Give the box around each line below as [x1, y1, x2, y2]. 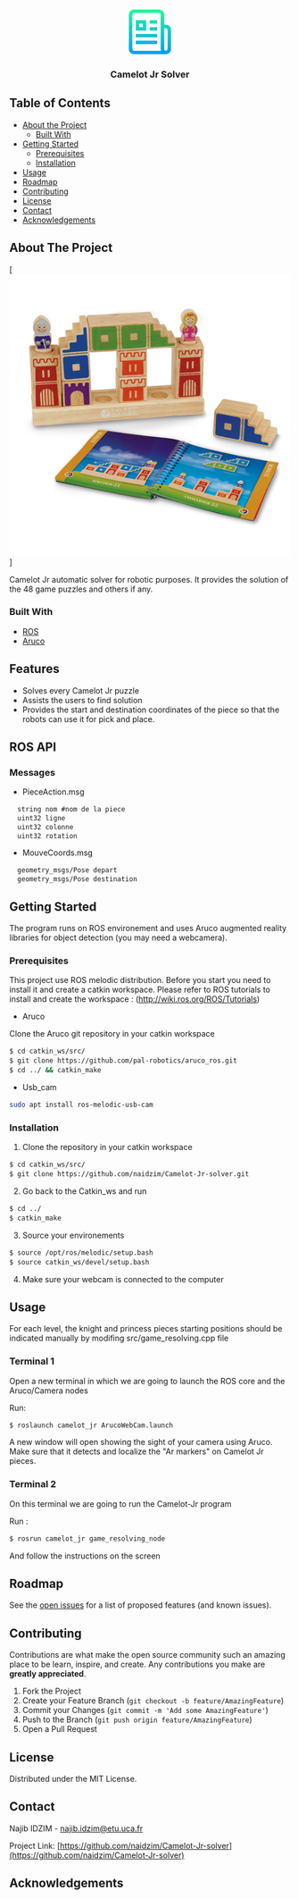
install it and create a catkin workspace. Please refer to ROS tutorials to [9, 984, 270, 996]
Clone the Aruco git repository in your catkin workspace [9, 1029, 216, 1039]
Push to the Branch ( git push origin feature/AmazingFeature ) [21, 1714, 252, 1725]
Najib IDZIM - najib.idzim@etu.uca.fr [9, 1823, 144, 1834]
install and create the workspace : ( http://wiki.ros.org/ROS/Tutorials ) [9, 994, 261, 1004]
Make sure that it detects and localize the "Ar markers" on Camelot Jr [9, 1446, 265, 1457]
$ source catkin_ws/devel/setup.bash [9, 1257, 150, 1266]
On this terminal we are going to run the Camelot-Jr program [9, 1498, 232, 1509]
